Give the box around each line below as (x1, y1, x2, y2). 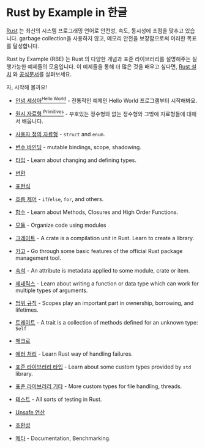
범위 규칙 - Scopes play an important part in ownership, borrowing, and (15, 299, 194, 307)
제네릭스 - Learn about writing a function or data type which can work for (15, 280, 199, 287)
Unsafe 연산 (15, 409, 45, 416)
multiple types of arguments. (15, 287, 88, 294)
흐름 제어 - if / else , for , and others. (15, 196, 104, 203)
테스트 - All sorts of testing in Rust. (15, 395, 102, 403)
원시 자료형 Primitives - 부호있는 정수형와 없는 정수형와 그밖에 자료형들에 (15, 109, 185, 117)
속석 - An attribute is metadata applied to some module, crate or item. (15, 267, 190, 274)
